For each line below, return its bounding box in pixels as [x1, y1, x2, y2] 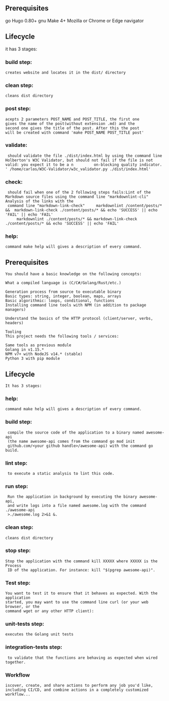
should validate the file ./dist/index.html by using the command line [7, 153, 162, 158]
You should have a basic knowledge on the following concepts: [5, 271, 142, 277]
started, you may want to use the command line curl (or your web [5, 600, 149, 605]
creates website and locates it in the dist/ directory [5, 70, 126, 75]
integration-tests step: [5, 644, 62, 651]
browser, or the [5, 604, 40, 609]
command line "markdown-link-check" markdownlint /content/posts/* [7, 203, 162, 208]
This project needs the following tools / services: [5, 334, 119, 339]
